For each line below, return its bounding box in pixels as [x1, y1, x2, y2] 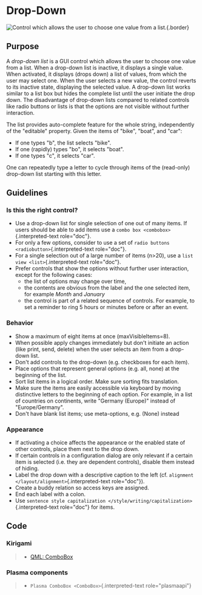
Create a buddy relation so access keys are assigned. [15, 484, 150, 492]
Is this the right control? [6, 206, 78, 214]
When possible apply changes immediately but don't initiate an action [15, 339, 189, 346]
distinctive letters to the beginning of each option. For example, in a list [15, 390, 193, 398]
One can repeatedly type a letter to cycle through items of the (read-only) [6, 163, 190, 171]
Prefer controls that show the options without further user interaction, [15, 265, 189, 272]
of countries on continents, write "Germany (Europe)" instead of [15, 397, 176, 404]
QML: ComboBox [30, 553, 73, 560]
